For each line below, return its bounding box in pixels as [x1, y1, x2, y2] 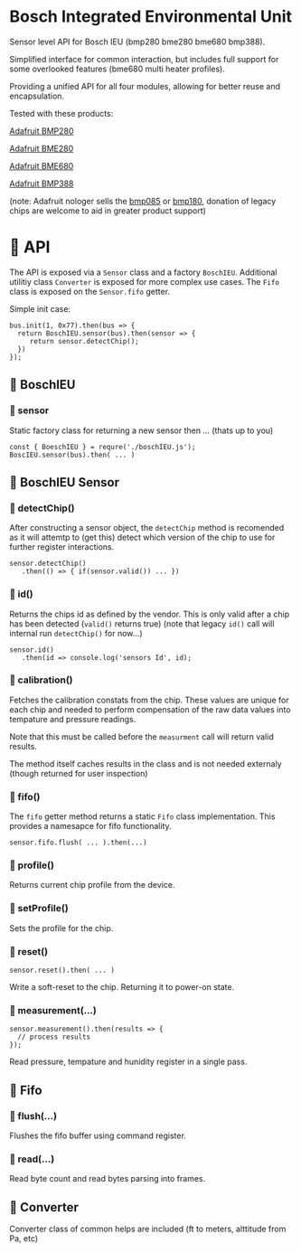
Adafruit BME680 [9, 160, 74, 171]
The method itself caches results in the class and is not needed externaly [9, 758, 282, 769]
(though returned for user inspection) [9, 768, 148, 778]
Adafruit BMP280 [9, 125, 74, 137]
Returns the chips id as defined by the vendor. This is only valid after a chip [9, 608, 290, 619]
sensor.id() [9, 645, 54, 655]
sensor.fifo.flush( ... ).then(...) [9, 838, 147, 847]
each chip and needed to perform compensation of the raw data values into [9, 703, 291, 715]
